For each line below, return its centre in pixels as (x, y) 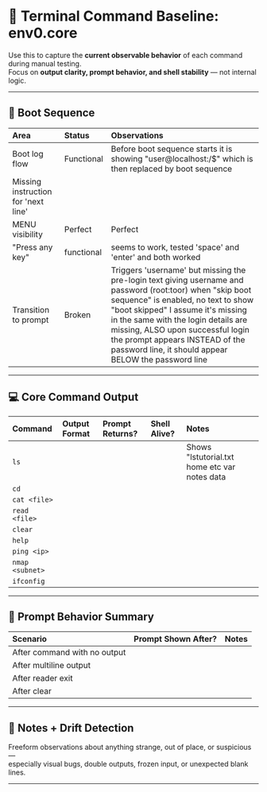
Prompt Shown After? (175, 639)
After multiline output (52, 666)
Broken (77, 315)
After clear (32, 691)
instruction (32, 192)
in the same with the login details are (179, 320)
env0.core (43, 33)
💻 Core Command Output (74, 397)
